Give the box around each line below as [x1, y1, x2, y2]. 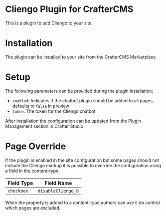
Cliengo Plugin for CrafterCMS [5, 3, 134, 15]
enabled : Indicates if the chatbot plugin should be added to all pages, [12, 97, 154, 103]
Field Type [7, 180, 33, 187]
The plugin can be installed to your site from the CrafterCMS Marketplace [5, 54, 156, 60]
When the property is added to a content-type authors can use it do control [5, 200, 160, 206]
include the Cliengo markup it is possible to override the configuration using [5, 162, 161, 168]
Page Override [5, 141, 66, 152]
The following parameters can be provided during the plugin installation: [5, 88, 154, 94]
